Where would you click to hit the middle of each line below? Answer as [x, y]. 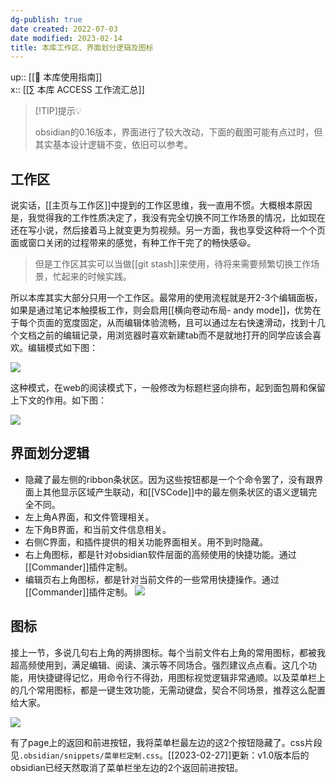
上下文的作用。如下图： [58, 400]
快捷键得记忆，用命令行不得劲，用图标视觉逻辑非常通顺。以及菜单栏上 [181, 677]
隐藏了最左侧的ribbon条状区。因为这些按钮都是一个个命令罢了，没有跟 [169, 479]
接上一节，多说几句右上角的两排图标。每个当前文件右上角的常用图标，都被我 [168, 652]
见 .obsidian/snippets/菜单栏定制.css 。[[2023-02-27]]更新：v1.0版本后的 [160, 755]
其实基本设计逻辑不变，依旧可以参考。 [113, 145]
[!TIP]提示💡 [58, 111]
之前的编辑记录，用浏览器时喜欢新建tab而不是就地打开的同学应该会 [174, 335]
